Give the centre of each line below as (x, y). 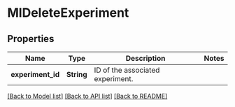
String (77, 74)
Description (145, 58)
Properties (31, 39)
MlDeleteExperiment (68, 13)
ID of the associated (127, 70)
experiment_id (35, 74)
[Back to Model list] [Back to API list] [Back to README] (87, 96)
